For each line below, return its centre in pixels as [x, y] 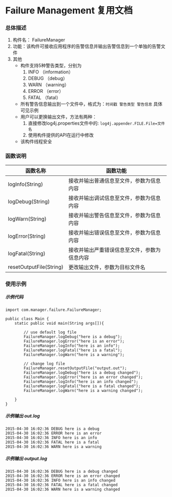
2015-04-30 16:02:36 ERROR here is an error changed [63, 476]
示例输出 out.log [23, 416]
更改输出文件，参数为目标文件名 [107, 267]
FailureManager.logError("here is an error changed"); [83, 377]
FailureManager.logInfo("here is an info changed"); [81, 382]
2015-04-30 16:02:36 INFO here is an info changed [60, 480]
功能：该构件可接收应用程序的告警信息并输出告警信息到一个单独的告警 [87, 46]
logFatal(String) [27, 253]
